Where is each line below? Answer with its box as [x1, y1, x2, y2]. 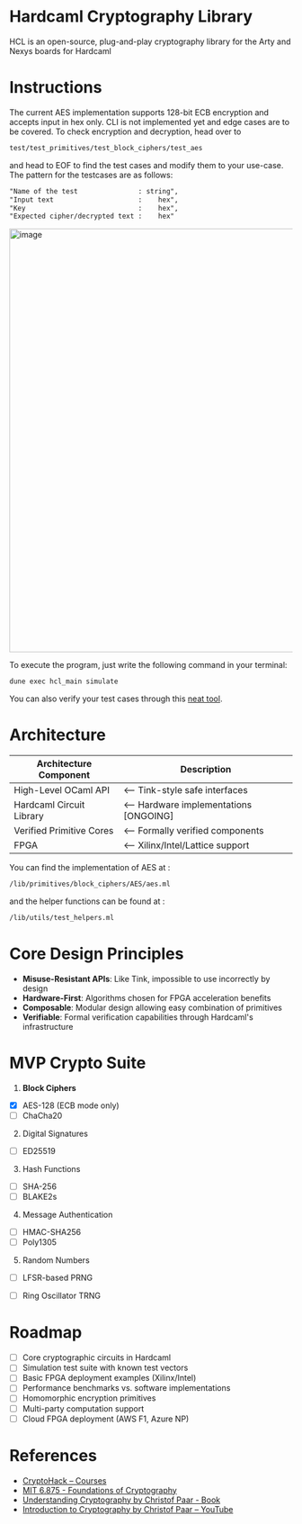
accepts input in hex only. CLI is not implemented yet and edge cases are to [9, 116, 290, 127]
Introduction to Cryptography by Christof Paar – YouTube [22, 1503, 234, 1514]
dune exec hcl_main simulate [9, 677, 119, 686]
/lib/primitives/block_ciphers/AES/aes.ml [9, 879, 171, 888]
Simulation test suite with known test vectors [22, 1362, 189, 1374]
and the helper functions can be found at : [9, 896, 165, 906]
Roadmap [9, 1322, 83, 1343]
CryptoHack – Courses [22, 1474, 107, 1486]
